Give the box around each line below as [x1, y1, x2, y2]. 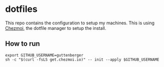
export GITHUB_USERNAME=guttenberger [5, 53, 84, 58]
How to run [5, 40, 40, 48]
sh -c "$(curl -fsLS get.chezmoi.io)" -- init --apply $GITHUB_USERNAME [5, 57, 160, 62]
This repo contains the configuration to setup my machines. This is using [5, 20, 155, 26]
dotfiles [5, 3, 38, 15]
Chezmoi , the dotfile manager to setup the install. [5, 25, 106, 31]
